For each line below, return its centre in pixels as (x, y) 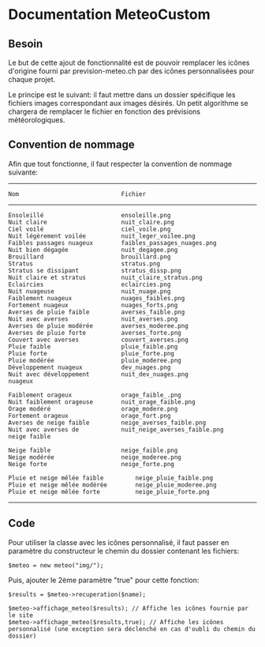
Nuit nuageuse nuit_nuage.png (90, 291)
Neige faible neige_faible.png (93, 450)
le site (21, 615)
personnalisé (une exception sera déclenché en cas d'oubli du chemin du (132, 629)
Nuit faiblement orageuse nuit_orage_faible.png (102, 402)
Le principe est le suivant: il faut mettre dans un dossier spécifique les (122, 95)
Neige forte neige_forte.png (91, 464)
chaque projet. (32, 79)
